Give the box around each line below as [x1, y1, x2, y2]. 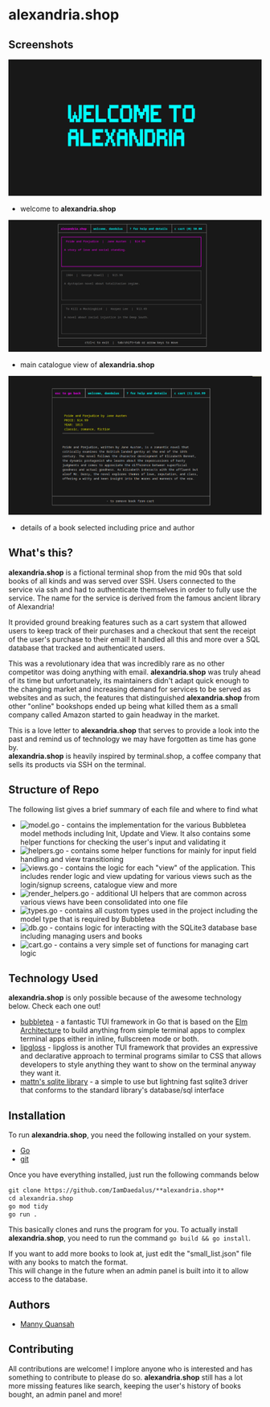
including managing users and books [19, 931, 143, 941]
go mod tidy [8, 1203, 48, 1211]
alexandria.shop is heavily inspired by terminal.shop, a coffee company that [8, 751, 261, 761]
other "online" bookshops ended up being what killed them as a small [8, 701, 239, 711]
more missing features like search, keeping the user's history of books [8, 1380, 241, 1390]
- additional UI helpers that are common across [91, 888, 247, 898]
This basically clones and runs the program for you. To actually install [8, 1225, 239, 1235]
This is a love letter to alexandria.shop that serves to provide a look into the [8, 725, 260, 735]
